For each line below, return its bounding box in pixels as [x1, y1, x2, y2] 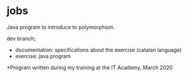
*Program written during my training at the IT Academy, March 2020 [6, 63, 173, 71]
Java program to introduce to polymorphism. [6, 24, 115, 31]
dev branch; [6, 35, 36, 42]
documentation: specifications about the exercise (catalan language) [15, 46, 182, 53]
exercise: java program [15, 52, 71, 59]
